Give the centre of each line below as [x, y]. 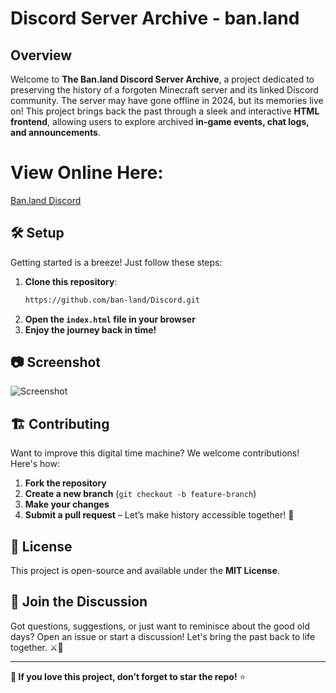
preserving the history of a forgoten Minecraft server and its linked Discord [164, 90]
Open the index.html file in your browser [110, 319]
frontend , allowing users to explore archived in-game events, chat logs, [160, 121]
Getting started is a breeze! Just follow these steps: [116, 262]
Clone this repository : [71, 281]
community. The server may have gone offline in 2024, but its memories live [167, 100]
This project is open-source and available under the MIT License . [145, 571]
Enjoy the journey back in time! [90, 329]
